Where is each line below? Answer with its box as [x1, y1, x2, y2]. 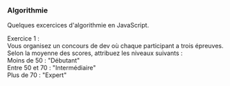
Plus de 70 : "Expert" [7, 71, 67, 79]
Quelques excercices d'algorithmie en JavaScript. [7, 21, 150, 30]
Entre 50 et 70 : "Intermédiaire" [7, 64, 96, 72]
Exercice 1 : [7, 34, 40, 43]
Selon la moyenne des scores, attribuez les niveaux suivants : [7, 49, 183, 57]
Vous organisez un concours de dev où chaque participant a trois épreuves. [7, 42, 224, 50]
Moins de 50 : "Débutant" [7, 56, 80, 65]
